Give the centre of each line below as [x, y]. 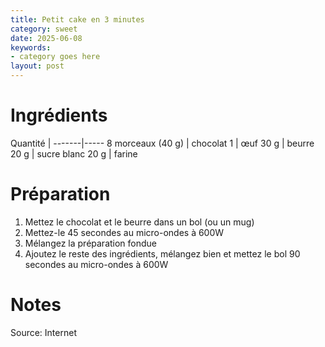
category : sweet [44, 29]
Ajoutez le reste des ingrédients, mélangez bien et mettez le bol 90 [162, 253]
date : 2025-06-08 [46, 38]
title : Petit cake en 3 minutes [77, 19]
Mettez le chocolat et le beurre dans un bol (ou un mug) [139, 222]
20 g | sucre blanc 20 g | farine [74, 153]
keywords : [31, 47]
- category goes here [55, 57]
